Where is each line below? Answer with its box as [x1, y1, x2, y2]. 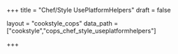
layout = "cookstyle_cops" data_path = [6, 19, 119, 27]
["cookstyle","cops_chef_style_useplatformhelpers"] [6, 27, 156, 35]
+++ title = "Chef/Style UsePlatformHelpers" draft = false [6, 6, 172, 14]
